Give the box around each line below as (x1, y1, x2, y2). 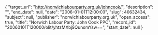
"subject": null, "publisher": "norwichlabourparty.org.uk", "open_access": (5, 14, 151, 20)
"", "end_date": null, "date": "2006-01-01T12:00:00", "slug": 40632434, (5, 9, 146, 15)
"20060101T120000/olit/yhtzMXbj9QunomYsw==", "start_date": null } (5, 24, 143, 30)
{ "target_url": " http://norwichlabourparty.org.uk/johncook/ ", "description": (5, 4, 154, 10)
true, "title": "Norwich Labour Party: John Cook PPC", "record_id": (5, 19, 137, 25)
